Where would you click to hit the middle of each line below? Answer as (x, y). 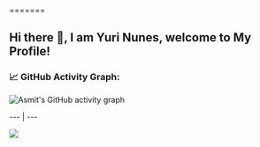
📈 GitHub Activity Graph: (65, 77)
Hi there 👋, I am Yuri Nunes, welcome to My (130, 37)
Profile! (30, 51)
